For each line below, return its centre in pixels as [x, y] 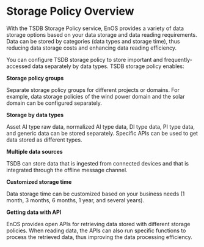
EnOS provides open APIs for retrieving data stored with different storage [98, 224]
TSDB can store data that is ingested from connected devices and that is [98, 163]
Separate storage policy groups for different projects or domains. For [93, 89]
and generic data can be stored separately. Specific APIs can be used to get [102, 133]
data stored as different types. [44, 140]
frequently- [178, 59]
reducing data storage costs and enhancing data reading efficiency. [92, 48]
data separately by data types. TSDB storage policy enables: [108, 66]
